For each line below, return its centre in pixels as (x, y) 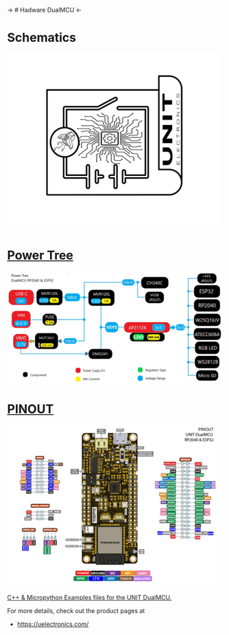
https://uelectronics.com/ (53, 624)
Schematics (42, 38)
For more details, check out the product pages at (76, 611)
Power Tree (40, 255)
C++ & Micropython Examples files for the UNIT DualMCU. (89, 598)
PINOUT (31, 409)
